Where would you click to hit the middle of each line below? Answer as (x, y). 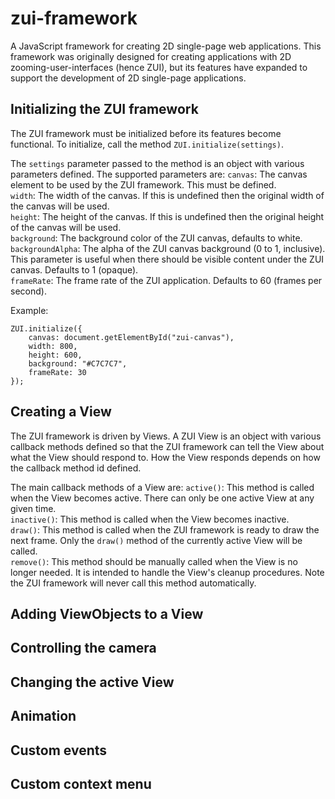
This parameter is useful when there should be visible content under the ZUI (167, 259)
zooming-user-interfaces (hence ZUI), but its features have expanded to (159, 67)
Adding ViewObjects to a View (107, 613)
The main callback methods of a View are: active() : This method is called (162, 487)
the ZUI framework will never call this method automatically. (133, 583)
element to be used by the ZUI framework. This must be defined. (143, 184)
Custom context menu (81, 783)
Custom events (59, 750)
